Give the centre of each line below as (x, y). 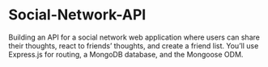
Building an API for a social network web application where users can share (134, 37)
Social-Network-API (77, 15)
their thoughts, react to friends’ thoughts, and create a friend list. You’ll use (134, 45)
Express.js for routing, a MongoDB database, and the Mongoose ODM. (126, 54)
